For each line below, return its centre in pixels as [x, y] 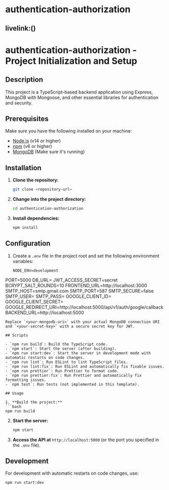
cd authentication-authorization [48, 209]
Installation [23, 167]
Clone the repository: [36, 180]
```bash [13, 406]
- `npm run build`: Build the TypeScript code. [57, 344]
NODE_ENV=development [35, 270]
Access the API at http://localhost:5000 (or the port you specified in [86, 440]
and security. [19, 102]
